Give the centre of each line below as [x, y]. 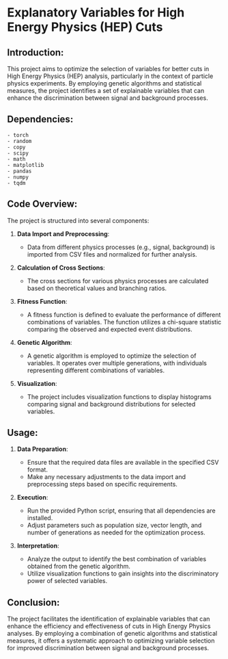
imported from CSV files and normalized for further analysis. [112, 254]
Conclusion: [33, 603]
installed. [40, 518]
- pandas [19, 171]
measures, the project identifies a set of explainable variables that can [106, 91]
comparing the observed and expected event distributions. [110, 329]
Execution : [32, 498]
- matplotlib [26, 165]
